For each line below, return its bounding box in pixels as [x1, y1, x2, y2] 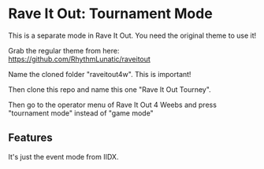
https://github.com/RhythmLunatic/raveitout [8, 54, 151, 64]
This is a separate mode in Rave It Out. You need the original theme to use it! [8, 31, 257, 40]
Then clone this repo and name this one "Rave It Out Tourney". [8, 84, 211, 94]
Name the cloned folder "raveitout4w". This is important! [8, 69, 191, 79]
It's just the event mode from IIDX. [8, 152, 119, 161]
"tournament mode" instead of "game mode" [8, 108, 154, 118]
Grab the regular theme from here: [8, 46, 120, 55]
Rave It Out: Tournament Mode [8, 5, 213, 23]
